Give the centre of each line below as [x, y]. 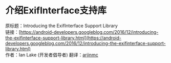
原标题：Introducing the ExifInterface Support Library [61, 26]
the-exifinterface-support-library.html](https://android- [63, 38]
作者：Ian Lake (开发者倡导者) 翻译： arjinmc [52, 55]
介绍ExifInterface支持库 [56, 10]
